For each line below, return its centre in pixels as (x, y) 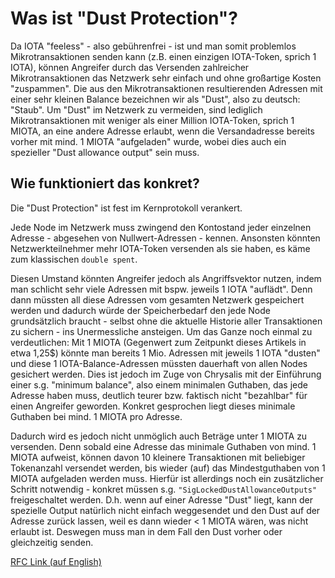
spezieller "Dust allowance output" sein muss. (105, 152)
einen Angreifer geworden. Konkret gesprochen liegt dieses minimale (153, 406)
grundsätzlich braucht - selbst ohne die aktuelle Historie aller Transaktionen (166, 321)
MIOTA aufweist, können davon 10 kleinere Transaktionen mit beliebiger (158, 457)
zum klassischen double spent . (74, 259)
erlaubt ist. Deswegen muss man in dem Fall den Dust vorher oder (146, 531)
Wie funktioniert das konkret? (105, 183)
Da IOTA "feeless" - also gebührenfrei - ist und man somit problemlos (153, 46)
